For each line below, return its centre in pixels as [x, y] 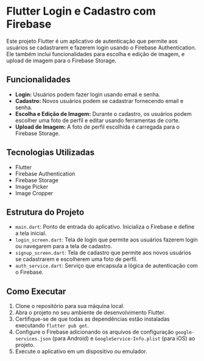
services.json [33, 339]
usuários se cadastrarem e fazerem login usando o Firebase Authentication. [101, 48]
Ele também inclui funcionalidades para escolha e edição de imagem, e [96, 54]
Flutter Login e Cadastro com [81, 11]
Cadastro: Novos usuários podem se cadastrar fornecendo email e [99, 101]
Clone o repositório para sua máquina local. [70, 306]
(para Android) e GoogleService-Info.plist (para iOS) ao [124, 338]
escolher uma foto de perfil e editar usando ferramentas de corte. [97, 120]
